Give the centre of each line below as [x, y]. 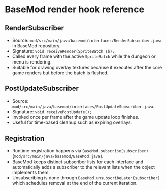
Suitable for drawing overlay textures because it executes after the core [87, 67]
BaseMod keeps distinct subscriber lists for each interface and [78, 162]
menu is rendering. [32, 62]
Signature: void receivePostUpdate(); [52, 112]
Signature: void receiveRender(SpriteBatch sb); [63, 51]
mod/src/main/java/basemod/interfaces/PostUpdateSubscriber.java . [83, 106]
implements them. [31, 172]
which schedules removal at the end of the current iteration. [75, 183]
